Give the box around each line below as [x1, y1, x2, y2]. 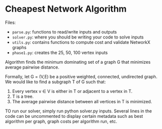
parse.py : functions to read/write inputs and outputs [12, 29, 117, 35]
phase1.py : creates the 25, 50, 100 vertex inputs [12, 50, 108, 55]
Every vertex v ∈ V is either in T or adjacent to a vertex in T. [12, 88, 133, 94]
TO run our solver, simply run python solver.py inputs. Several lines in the [5, 108, 152, 114]
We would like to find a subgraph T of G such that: [5, 79, 106, 85]
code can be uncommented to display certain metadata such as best [5, 113, 143, 119]
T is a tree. [12, 93, 34, 99]
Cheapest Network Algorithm [5, 3, 127, 15]
